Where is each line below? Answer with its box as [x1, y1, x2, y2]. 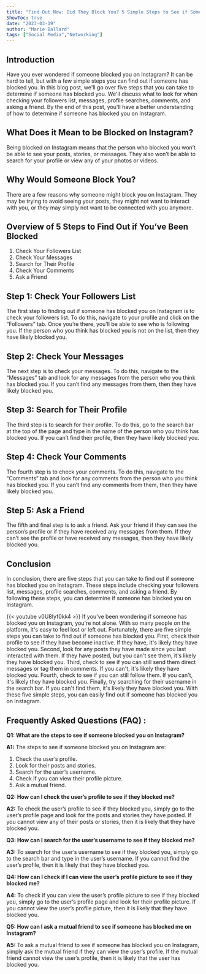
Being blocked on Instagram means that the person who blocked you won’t [6, 143, 196, 151]
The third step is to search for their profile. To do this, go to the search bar [6, 421, 194, 428]
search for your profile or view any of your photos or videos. [6, 157, 159, 164]
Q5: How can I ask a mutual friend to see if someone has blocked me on [6, 923, 192, 931]
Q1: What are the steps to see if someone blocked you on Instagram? [6, 731, 185, 739]
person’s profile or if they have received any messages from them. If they [6, 528, 191, 535]
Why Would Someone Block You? [6, 175, 136, 185]
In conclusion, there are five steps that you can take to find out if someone [6, 575, 194, 583]
